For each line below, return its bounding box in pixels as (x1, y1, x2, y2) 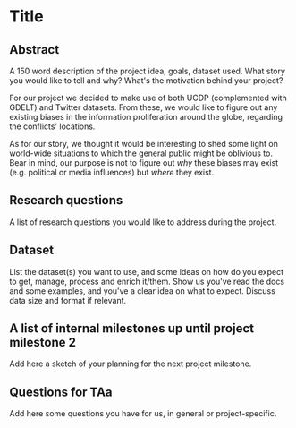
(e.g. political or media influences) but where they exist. (9, 167, 215, 177)
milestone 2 (9, 335, 76, 350)
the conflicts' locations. (9, 121, 96, 132)
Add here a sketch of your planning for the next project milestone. (9, 358, 252, 369)
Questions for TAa (9, 384, 114, 399)
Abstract (9, 42, 60, 57)
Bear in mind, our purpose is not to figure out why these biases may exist (9, 158, 279, 167)
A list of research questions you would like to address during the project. (9, 217, 277, 227)
